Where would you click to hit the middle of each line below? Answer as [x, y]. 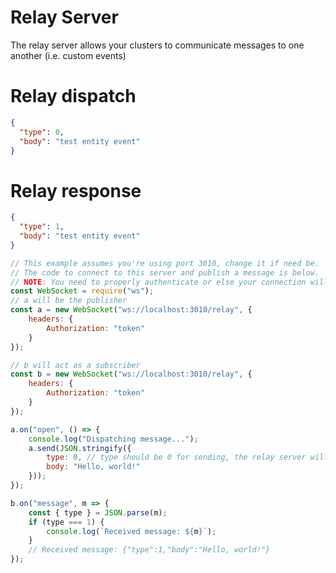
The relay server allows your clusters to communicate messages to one [157, 45]
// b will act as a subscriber [75, 365]
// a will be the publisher [69, 301]
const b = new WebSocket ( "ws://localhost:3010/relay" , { [131, 374]
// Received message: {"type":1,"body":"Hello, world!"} [149, 550]
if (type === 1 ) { [66, 522]
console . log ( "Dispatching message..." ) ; [113, 439]
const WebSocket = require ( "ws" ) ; [82, 291]
